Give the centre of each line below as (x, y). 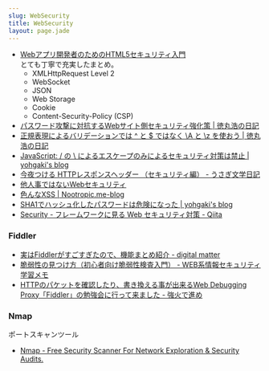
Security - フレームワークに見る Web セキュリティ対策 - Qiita (121, 214)
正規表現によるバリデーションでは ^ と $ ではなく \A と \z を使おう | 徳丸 (140, 136)
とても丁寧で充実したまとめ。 (69, 64)
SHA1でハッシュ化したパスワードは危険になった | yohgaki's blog (126, 205)
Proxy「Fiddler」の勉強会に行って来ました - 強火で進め (111, 295)
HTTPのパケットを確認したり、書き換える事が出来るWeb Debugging (133, 284)
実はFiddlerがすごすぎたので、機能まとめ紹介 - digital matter (120, 255)
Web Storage (54, 99)
